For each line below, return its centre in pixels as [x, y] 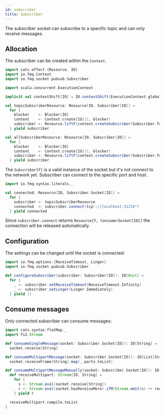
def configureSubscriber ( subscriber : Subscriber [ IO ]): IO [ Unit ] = [74, 276]
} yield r [24, 393]
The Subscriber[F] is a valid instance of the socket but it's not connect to [79, 170]
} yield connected [28, 211]
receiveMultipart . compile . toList [44, 402]
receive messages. [24, 33]
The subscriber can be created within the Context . [56, 61]
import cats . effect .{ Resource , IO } [41, 70]
